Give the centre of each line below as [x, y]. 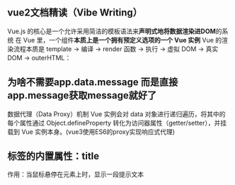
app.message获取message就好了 [82, 95]
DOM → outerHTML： [39, 57]
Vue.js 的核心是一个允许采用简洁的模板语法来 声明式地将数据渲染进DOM [111, 31]
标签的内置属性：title [53, 156]
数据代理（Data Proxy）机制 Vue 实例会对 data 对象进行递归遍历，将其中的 [116, 114]
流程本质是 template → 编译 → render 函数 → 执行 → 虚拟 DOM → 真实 [116, 49]
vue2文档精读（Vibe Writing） [75, 13]
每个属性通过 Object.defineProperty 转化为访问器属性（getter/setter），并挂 [117, 123]
